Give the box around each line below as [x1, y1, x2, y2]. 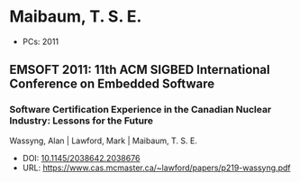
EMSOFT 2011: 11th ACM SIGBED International [9, 62, 270, 77]
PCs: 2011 [22, 36, 59, 47]
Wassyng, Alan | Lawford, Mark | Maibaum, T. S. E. [9, 135, 198, 146]
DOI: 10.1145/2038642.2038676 [22, 152, 141, 163]
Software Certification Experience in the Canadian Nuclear [9, 104, 272, 116]
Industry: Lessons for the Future [9, 114, 154, 127]
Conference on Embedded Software [9, 77, 214, 92]
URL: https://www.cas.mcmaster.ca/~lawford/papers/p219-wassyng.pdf [22, 162, 291, 173]
